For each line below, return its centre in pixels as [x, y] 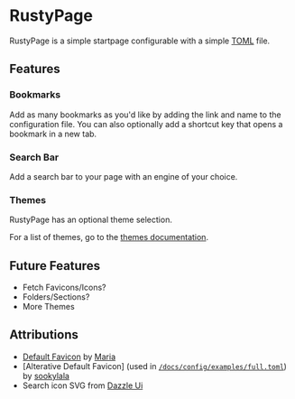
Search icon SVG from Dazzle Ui [83, 385]
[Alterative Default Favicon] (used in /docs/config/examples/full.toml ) [154, 366]
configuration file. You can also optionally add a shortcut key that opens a [146, 124]
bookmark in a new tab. [53, 134]
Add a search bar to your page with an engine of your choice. [124, 176]
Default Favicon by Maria [69, 357]
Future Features [55, 266]
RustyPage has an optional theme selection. [91, 220]
